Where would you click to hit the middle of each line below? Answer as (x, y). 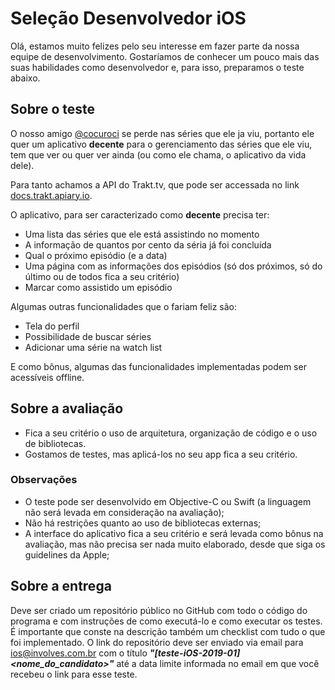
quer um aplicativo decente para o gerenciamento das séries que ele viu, (161, 144)
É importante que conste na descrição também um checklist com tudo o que (168, 631)
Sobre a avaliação (67, 408)
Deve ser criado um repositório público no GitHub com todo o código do (159, 610)
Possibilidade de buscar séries (88, 336)
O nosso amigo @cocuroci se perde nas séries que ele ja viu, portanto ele (162, 133)
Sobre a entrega (61, 586)
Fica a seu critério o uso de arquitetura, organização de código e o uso (171, 433)
